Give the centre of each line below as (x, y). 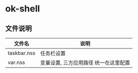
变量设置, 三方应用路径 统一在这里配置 (85, 63)
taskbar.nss (22, 53)
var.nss (16, 62)
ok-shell (23, 9)
